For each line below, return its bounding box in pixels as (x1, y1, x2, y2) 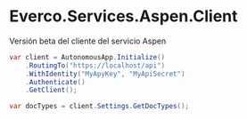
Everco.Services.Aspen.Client (9, 6, 238, 27)
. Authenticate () (25, 77, 86, 86)
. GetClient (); (25, 86, 78, 95)
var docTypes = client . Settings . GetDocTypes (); (9, 102, 190, 111)
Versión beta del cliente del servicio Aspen (9, 36, 167, 46)
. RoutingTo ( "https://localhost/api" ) (25, 60, 166, 70)
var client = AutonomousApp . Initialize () (9, 52, 166, 61)
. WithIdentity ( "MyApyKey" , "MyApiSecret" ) (25, 69, 185, 78)
